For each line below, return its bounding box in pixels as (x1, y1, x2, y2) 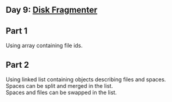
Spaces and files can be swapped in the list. (6, 89, 117, 97)
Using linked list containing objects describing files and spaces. (6, 76, 166, 83)
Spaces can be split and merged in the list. (6, 82, 113, 90)
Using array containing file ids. (6, 42, 83, 49)
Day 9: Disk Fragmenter (6, 5, 97, 15)
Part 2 (6, 59, 29, 70)
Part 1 (6, 26, 28, 36)
